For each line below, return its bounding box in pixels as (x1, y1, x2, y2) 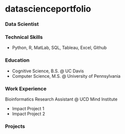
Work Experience (5, 85, 47, 92)
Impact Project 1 (12, 106, 45, 111)
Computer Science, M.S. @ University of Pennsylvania (12, 73, 121, 79)
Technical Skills (5, 34, 43, 41)
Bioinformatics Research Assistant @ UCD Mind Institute (5, 96, 118, 102)
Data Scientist (5, 21, 39, 28)
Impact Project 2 (12, 111, 45, 117)
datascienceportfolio (5, 3, 91, 15)
